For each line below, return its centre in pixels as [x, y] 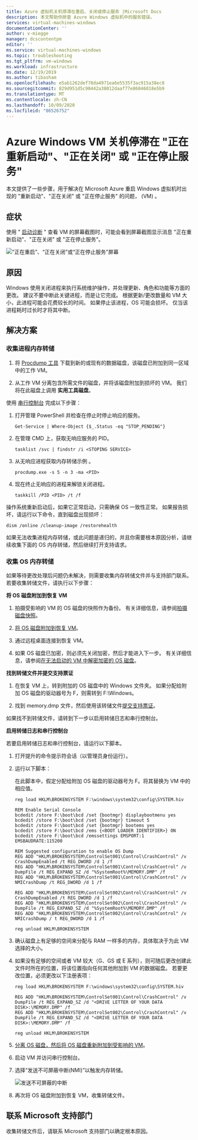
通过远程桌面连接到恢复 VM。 [51, 640]
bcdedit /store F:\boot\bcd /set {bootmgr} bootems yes [85, 825]
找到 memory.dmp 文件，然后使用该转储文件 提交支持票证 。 [86, 705]
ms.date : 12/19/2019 [32, 72]
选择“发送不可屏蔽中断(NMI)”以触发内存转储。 [70, 1070]
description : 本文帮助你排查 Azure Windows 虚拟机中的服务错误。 [80, 17]
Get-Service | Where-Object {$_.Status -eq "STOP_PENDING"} [90, 427]
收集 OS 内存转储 [30, 561]
